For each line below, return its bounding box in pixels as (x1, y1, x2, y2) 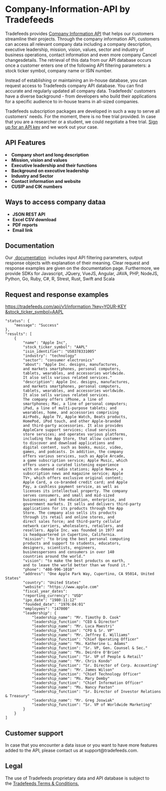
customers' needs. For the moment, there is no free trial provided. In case (5, 113, 156, 119)
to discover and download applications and (23, 441, 114, 446)
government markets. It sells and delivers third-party (23, 502, 141, 507)
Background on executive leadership (11, 167, 89, 173)
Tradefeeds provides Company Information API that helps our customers (5, 30, 154, 36)
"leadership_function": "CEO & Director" (31, 620, 119, 625)
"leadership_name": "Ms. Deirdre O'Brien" (31, 650, 121, 655)
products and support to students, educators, (23, 541, 121, 546)
